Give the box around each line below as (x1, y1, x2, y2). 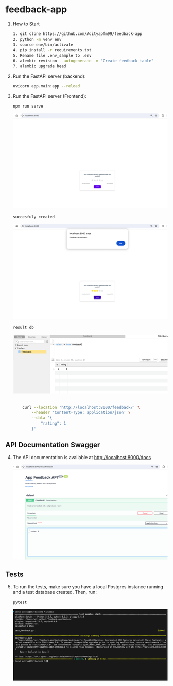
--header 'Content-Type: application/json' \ (31, 410, 131, 415)
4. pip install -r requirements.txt (12, 47, 92, 52)
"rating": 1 (40, 421, 66, 426)
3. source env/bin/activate (12, 42, 73, 47)
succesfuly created (12, 215, 55, 220)
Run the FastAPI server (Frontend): (12, 93, 86, 99)
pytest (12, 600, 27, 605)
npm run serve (12, 103, 43, 109)
